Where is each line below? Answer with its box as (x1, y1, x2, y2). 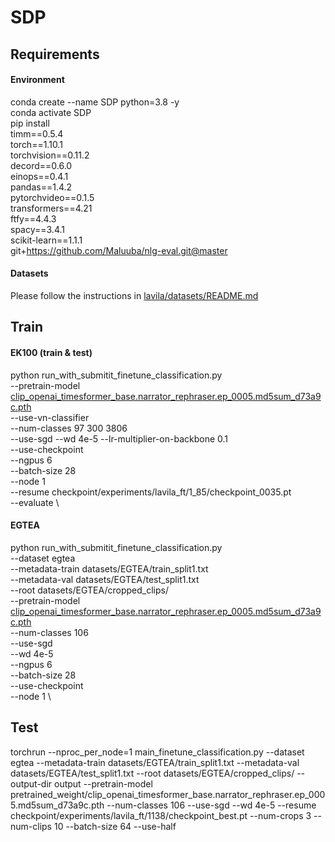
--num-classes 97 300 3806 (10, 422, 128, 434)
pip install (10, 117, 50, 129)
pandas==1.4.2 (10, 181, 73, 193)
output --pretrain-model (54, 777, 153, 790)
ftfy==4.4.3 (10, 212, 57, 225)
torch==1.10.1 (10, 138, 63, 150)
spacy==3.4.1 (10, 223, 65, 235)
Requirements (10, 46, 100, 63)
